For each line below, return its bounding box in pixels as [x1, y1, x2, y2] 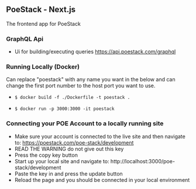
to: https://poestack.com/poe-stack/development [14, 139, 134, 146]
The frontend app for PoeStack [6, 20, 81, 27]
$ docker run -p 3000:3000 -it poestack [14, 106, 115, 112]
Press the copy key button [14, 152, 78, 159]
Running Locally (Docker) [6, 63, 80, 71]
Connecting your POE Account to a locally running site [6, 119, 164, 128]
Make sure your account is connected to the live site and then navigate [14, 133, 185, 140]
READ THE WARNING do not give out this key [14, 145, 124, 152]
